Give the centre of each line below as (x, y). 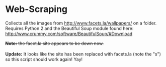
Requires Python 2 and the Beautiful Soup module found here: (69, 28)
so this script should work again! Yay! (44, 59)
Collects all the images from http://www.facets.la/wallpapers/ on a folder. (81, 23)
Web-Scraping (36, 9)
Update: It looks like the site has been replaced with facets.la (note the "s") (83, 54)
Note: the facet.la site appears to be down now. (55, 43)
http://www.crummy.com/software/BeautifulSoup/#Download (69, 33)
